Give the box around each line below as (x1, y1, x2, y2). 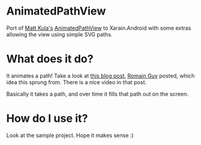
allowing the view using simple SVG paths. (6, 30, 113, 38)
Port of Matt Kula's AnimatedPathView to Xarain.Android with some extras (6, 24, 192, 32)
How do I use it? (6, 112, 88, 126)
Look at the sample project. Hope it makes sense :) (6, 132, 134, 139)
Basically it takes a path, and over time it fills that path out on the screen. (6, 90, 189, 98)
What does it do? (6, 52, 94, 66)
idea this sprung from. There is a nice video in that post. (6, 78, 147, 86)
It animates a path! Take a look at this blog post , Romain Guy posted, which (6, 72, 195, 79)
